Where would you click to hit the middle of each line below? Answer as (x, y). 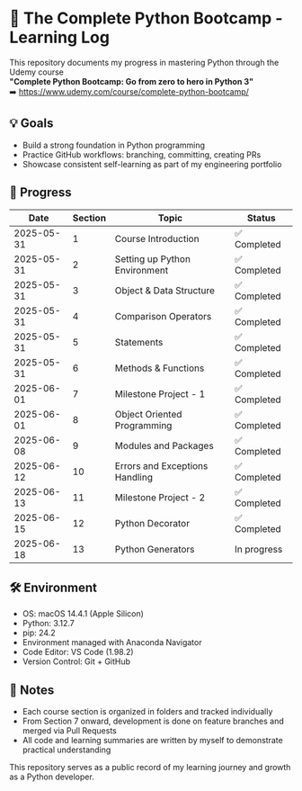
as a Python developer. (52, 777)
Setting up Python (153, 258)
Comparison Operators (163, 316)
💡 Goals (31, 124)
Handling (133, 477)
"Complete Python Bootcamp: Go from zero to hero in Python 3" (132, 81)
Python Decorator (152, 523)
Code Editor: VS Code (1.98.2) (78, 652)
